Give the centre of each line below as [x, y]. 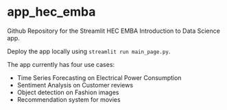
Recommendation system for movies [69, 99]
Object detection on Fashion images [68, 92]
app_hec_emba [51, 12]
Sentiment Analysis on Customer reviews [75, 85]
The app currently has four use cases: [61, 64]
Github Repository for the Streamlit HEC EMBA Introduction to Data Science [114, 31]
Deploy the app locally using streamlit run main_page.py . [89, 51]
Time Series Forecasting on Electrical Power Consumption [99, 78]
